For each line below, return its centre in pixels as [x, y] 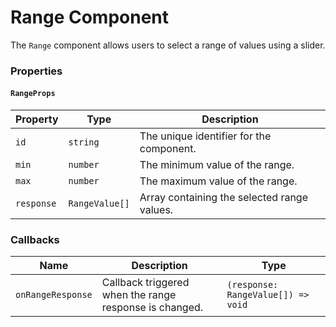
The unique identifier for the [205, 136]
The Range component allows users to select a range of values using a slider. [168, 45]
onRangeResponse [54, 295]
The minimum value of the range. [217, 165]
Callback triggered [145, 283]
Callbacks [35, 239]
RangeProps [33, 94]
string [84, 142]
